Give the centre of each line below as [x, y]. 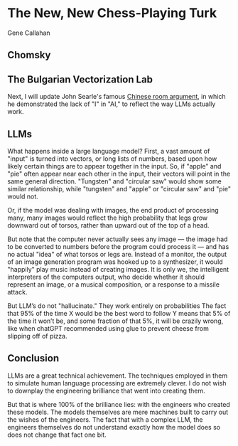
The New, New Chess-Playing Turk [112, 13]
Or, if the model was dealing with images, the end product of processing [113, 210]
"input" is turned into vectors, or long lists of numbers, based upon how [112, 159]
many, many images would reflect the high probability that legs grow [108, 218]
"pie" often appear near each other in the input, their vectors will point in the [119, 174]
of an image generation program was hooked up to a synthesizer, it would [115, 262]
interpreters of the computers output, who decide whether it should [106, 277]
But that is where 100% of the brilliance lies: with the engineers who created [119, 404]
